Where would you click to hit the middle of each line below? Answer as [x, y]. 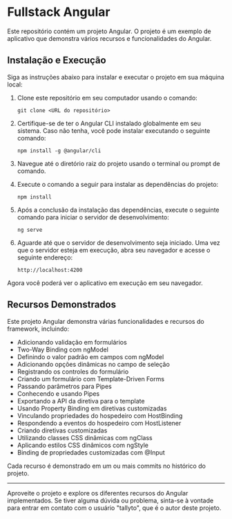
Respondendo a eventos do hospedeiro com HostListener [99, 423]
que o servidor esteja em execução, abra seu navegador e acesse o [114, 250]
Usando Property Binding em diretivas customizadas [92, 408]
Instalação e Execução [57, 61]
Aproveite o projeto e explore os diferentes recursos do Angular [98, 493]
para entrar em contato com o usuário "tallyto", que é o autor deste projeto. [114, 508]
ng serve [30, 230]
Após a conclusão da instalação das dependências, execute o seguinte [118, 210]
